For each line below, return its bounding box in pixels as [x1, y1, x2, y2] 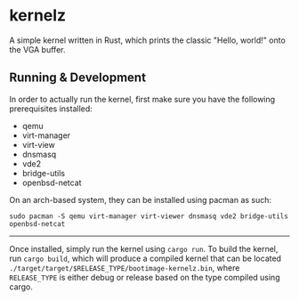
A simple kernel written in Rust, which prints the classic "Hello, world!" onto [9, 35, 287, 45]
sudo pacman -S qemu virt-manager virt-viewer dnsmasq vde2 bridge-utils [9, 211, 289, 221]
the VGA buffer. [9, 44, 66, 54]
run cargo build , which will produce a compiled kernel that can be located [9, 253, 282, 264]
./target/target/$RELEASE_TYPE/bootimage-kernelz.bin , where [9, 262, 240, 273]
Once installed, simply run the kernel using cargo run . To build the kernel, [9, 243, 279, 254]
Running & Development [9, 70, 147, 85]
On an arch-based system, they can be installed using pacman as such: [9, 194, 272, 205]
